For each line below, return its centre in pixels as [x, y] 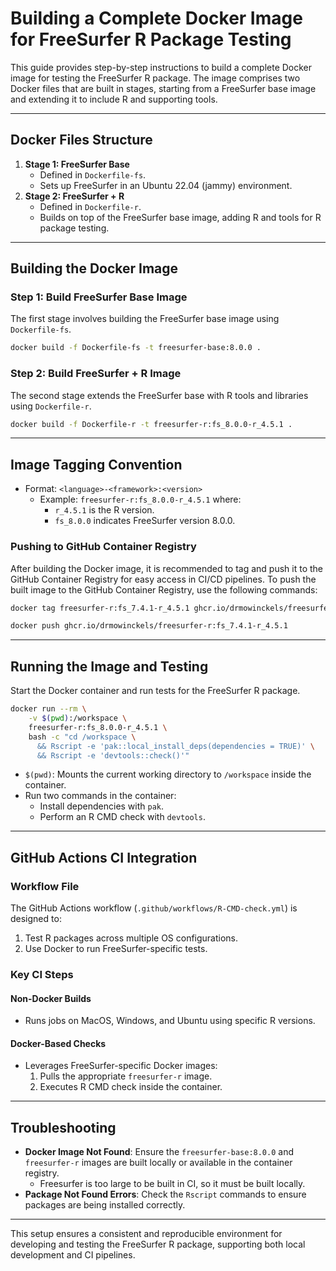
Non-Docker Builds [51, 998]
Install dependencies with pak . [102, 806]
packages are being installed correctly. [105, 1205]
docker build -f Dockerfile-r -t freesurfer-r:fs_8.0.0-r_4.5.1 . [151, 424]
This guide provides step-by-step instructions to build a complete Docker [161, 67]
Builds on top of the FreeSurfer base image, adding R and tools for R [180, 217]
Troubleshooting [63, 1127]
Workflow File [45, 886]
